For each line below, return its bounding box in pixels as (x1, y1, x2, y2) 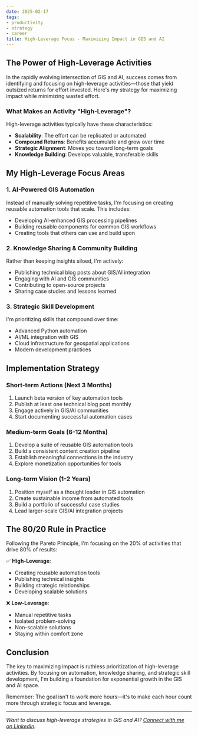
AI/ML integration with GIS (14, 334, 79, 341)
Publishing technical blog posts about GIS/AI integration (14, 269, 150, 276)
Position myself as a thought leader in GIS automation (14, 488, 146, 495)
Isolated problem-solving (14, 618, 75, 625)
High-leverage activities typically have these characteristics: (6, 120, 153, 128)
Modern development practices (14, 346, 91, 353)
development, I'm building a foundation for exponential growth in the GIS (6, 675, 183, 682)
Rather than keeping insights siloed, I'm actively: (6, 257, 124, 264)
